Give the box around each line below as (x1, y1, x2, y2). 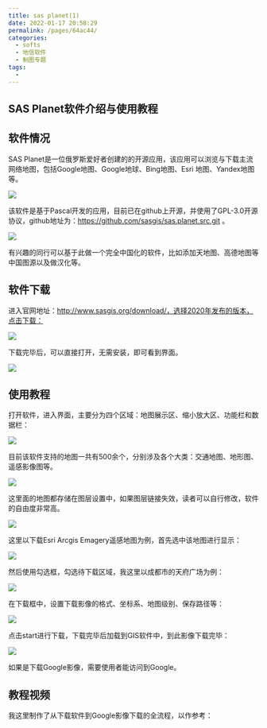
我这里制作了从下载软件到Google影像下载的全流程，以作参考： (8, 711, 213, 720)
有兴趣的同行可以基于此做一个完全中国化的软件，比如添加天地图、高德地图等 (8, 247, 259, 257)
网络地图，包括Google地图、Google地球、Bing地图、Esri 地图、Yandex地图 (8, 164, 255, 173)
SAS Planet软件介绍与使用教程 (8, 103, 159, 116)
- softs (15, 41, 41, 49)
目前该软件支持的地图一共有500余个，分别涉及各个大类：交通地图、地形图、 (8, 452, 258, 462)
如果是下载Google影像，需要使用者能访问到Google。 (8, 663, 181, 672)
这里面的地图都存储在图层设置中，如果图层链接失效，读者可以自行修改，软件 (8, 494, 259, 503)
